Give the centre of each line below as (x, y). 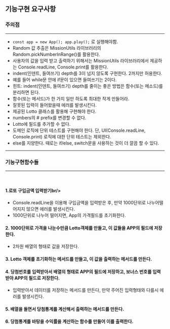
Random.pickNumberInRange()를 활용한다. (56, 54)
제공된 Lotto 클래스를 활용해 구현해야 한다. (54, 111)
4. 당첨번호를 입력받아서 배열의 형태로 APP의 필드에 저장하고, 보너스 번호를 (78, 271)
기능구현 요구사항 (31, 9)
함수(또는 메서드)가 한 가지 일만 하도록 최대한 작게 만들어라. (71, 98)
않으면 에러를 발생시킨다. (50, 209)
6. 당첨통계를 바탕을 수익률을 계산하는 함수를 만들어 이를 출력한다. (69, 321)
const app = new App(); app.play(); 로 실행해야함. (65, 42)
